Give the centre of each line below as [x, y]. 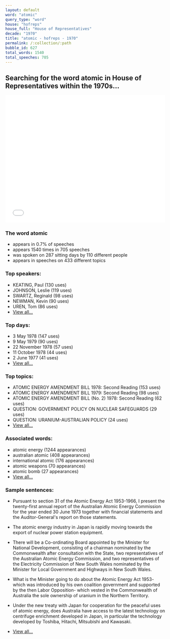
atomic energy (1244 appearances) [49, 450]
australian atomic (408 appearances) [51, 455]
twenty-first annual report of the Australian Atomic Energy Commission [87, 506]
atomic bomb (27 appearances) [45, 471]
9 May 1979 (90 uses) [35, 342]
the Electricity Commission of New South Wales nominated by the [81, 564]
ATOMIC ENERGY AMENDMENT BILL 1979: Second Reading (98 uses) [86, 393]
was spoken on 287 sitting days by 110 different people [70, 255]
